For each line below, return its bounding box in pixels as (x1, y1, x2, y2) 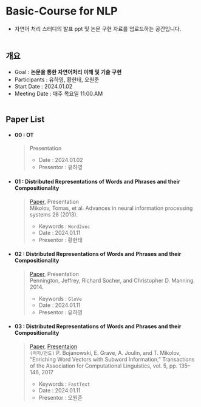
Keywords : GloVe (38, 295, 83, 302)
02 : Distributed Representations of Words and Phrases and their (14, 251, 182, 258)
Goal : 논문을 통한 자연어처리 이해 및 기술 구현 (14, 68, 122, 75)
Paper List (5, 114, 45, 125)
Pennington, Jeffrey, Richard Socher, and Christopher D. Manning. (29, 277, 196, 284)
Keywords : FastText (38, 380, 90, 388)
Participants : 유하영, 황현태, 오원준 (14, 76, 100, 83)
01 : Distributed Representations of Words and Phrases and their (14, 178, 180, 185)
